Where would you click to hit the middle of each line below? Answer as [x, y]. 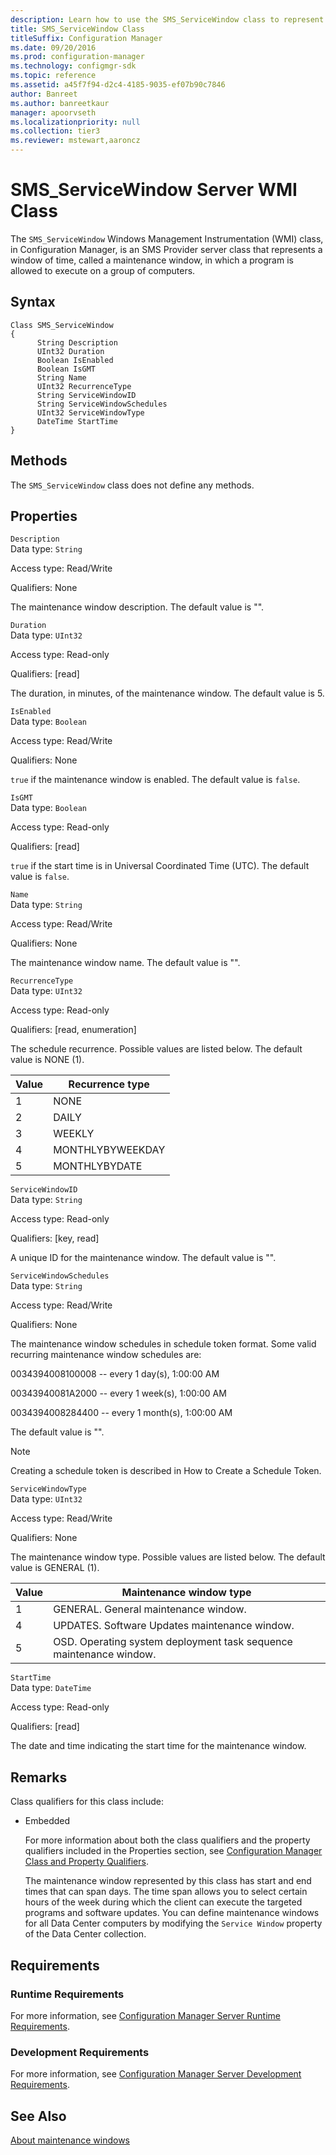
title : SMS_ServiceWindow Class [77, 29]
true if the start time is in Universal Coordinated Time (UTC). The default [160, 866]
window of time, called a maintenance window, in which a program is [152, 260]
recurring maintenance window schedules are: [106, 1355]
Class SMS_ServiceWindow [62, 325]
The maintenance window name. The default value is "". [125, 963]
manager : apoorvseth [53, 112]
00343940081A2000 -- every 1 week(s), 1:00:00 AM [118, 1393]
